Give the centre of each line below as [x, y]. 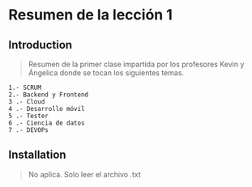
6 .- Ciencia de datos [47, 123]
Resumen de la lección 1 [90, 15]
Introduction [41, 45]
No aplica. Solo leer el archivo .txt [84, 174]
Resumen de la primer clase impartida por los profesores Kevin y [136, 64]
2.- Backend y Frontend [49, 95]
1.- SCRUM [25, 87]
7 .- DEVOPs [28, 130]
